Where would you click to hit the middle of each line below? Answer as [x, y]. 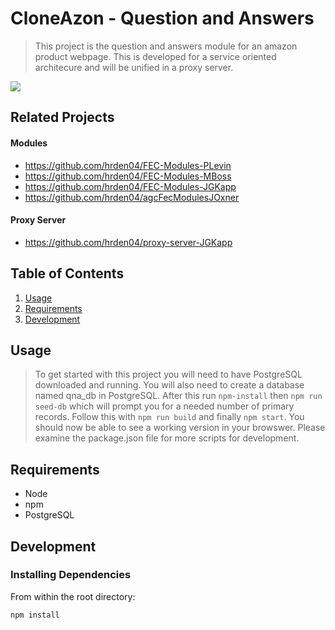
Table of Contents [67, 273]
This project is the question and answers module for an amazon [166, 46]
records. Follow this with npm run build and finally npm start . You [169, 417]
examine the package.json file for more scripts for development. [167, 438]
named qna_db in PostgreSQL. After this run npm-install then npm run [178, 396]
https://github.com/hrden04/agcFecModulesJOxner [132, 197]
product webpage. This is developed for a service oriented [155, 56]
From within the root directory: [73, 596]
